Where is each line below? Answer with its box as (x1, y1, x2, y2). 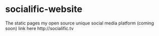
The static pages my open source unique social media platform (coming (5, 20, 154, 26)
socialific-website (5, 3, 83, 15)
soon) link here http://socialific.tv (5, 25, 74, 31)
